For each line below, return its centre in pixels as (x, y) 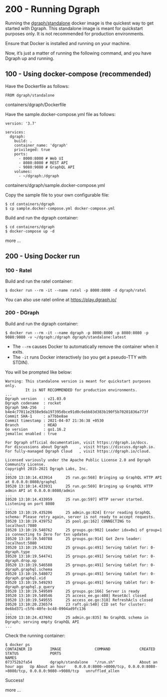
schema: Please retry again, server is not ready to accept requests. (80, 517)
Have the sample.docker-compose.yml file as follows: (60, 114)
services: (15, 132)
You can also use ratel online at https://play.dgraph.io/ (61, 300)
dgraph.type (17, 552)
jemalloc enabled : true (31, 433)
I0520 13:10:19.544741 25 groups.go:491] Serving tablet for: (77, 556)
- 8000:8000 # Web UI (41, 158)
